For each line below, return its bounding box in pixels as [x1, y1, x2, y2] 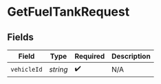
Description [111, 52, 151, 61]
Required [74, 52, 105, 61]
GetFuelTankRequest [7, 4, 130, 20]
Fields [7, 31, 34, 43]
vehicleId [10, 66, 43, 73]
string [49, 64, 68, 74]
